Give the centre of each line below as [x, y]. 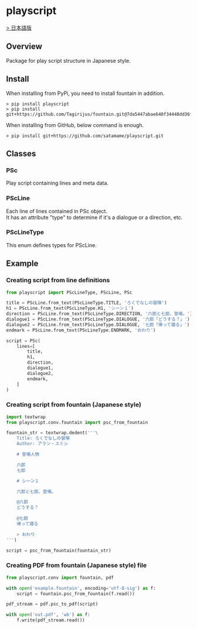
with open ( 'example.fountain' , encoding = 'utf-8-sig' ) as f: [81, 588]
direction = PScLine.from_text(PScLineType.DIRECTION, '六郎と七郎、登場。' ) [99, 314]
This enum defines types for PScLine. [51, 245]
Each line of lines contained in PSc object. [57, 211]
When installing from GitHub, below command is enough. [75, 125]
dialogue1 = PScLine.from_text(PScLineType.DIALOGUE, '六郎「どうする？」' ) [98, 319]
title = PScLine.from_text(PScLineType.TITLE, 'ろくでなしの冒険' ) [86, 303]
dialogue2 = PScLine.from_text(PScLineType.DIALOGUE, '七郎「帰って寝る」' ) [98, 324]
